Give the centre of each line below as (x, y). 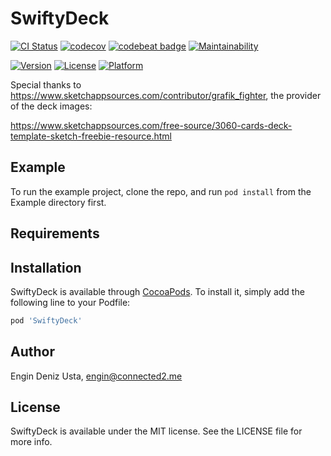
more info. (31, 442)
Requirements (55, 233)
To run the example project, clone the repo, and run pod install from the (161, 191)
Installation (46, 267)
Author (32, 352)
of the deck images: (51, 106)
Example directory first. (58, 202)
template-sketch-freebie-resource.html (91, 136)
